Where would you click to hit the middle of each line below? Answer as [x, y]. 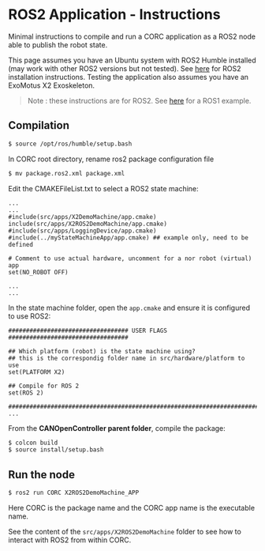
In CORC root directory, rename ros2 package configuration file [111, 159]
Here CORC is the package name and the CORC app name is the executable [131, 508]
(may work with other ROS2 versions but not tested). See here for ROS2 [125, 68]
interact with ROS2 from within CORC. [70, 540]
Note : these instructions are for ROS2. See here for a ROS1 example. [139, 100]
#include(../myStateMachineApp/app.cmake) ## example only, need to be [128, 238]
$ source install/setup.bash [56, 450]
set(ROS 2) [26, 393]
